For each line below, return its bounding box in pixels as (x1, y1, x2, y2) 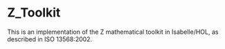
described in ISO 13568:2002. (7, 35, 92, 43)
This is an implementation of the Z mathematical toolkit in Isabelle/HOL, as (7, 28, 219, 36)
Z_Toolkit (7, 5, 61, 21)
